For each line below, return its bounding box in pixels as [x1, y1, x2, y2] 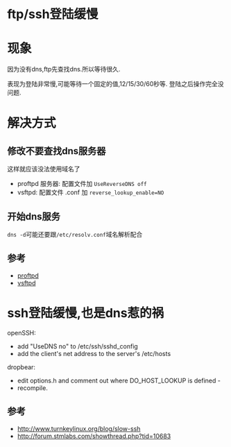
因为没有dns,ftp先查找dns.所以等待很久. [7, 65, 121, 74]
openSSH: [7, 328, 36, 337]
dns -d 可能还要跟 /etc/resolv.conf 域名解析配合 [7, 230, 143, 238]
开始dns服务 [7, 210, 61, 222]
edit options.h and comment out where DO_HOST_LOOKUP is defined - [17, 376, 221, 385]
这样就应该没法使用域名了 [7, 165, 80, 174]
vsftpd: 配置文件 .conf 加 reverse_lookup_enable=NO [17, 188, 164, 196]
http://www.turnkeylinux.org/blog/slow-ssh [17, 424, 141, 432]
